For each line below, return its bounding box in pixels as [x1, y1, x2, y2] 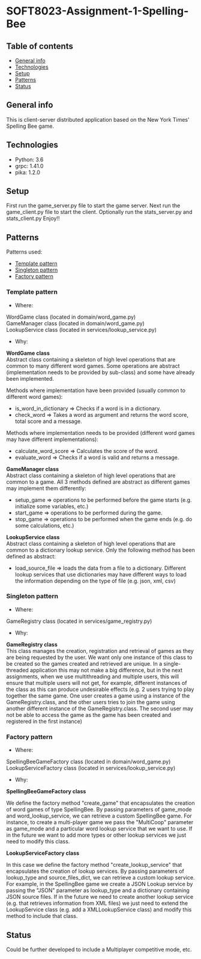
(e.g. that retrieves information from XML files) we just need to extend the [6, 899, 188, 907]
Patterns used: [6, 248, 43, 255]
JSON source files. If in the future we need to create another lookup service [6, 893, 194, 901]
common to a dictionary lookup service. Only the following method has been [6, 546, 195, 554]
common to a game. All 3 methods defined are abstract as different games [6, 478, 190, 486]
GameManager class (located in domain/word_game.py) [6, 319, 145, 326]
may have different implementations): [6, 436, 99, 443]
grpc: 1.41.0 [14, 162, 44, 169]
